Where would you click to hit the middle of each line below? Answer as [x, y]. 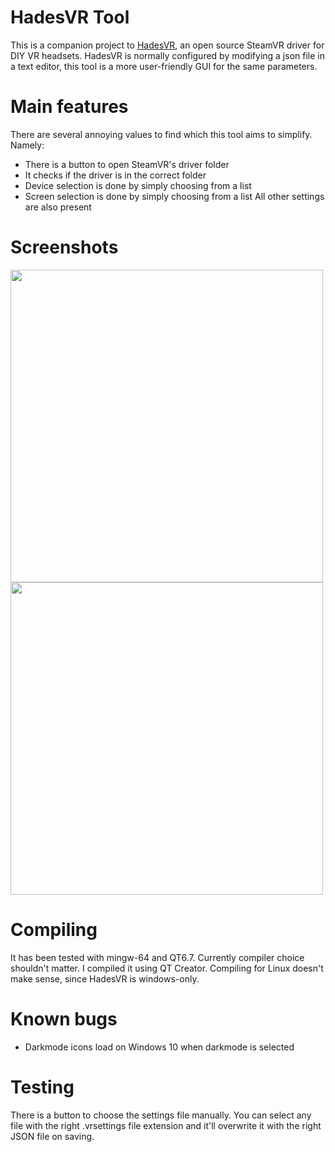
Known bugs [64, 1018]
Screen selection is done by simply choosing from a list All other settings [174, 196]
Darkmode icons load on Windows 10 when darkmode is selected [159, 1047]
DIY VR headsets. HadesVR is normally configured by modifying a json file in [167, 55]
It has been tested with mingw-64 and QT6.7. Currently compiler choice [157, 957]
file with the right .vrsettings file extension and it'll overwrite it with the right [166, 1125]
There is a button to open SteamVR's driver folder [127, 164]
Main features [69, 107]
